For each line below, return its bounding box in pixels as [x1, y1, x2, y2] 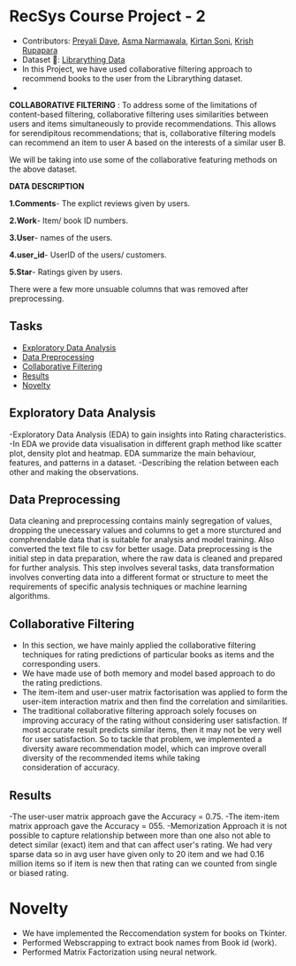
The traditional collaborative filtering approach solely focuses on [21, 706, 258, 717]
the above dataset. [9, 164, 78, 174]
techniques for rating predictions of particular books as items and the [21, 649, 275, 660]
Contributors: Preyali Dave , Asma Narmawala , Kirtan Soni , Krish [21, 35, 254, 46]
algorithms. [9, 591, 50, 602]
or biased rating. [9, 868, 69, 878]
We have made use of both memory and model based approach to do [21, 668, 276, 678]
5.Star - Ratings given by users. [9, 266, 124, 277]
